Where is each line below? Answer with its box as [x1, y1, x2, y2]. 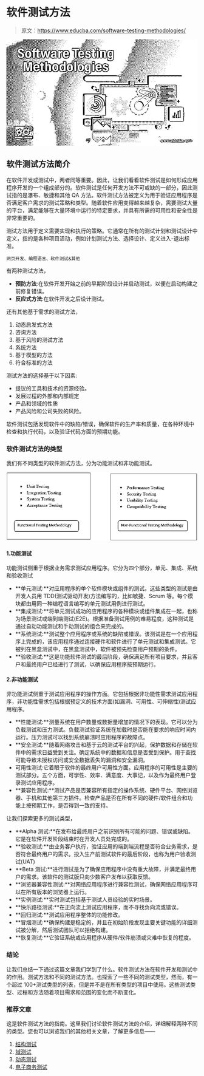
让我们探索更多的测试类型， [6, 815, 76, 822]
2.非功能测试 [6, 675, 38, 683]
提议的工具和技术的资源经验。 [15, 384, 90, 392]
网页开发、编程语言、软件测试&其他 [6, 256, 81, 262]
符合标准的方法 [15, 359, 53, 366]
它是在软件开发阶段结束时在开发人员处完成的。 [15, 836, 132, 843]
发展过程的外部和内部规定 [15, 392, 80, 400]
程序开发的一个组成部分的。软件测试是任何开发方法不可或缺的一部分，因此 [6, 183, 192, 191]
